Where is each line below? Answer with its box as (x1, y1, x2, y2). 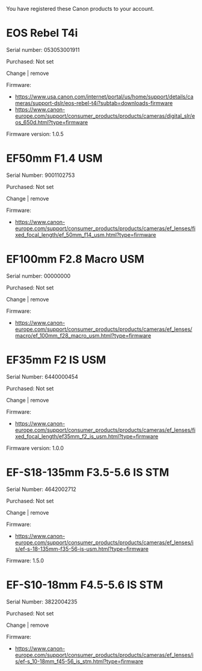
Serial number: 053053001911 (6, 46, 80, 53)
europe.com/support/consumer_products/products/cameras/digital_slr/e (14, 112, 195, 120)
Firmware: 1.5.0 (6, 557, 44, 564)
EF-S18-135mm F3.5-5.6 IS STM (6, 465, 170, 479)
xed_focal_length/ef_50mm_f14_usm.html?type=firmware (14, 231, 156, 238)
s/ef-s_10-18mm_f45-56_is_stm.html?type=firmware (14, 658, 144, 665)
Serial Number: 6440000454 (6, 373, 78, 380)
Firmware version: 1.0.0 (6, 444, 64, 452)
